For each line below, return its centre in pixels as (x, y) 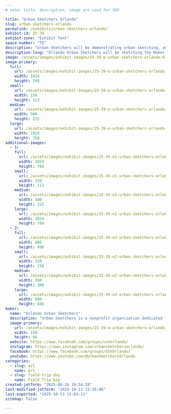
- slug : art (23, 366)
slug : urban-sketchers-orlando (38, 24)
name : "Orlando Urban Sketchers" (45, 313)
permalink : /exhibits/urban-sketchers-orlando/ (57, 29)
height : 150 (31, 266)
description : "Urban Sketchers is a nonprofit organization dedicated (86, 318)
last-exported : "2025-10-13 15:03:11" (46, 394)
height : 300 (31, 285)
